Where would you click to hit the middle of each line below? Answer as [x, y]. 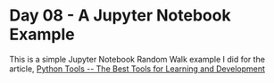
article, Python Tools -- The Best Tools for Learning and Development [137, 69]
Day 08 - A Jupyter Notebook [120, 16]
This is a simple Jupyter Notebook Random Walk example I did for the [137, 59]
